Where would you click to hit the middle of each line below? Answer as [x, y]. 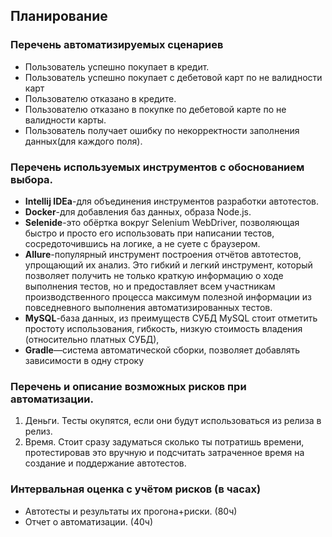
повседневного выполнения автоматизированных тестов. [148, 307]
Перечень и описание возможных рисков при [128, 386]
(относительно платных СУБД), [92, 339]
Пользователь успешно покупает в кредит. [117, 66]
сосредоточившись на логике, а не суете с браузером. [142, 243]
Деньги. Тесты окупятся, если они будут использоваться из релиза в [173, 421]
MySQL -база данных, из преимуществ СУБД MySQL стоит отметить [171, 318]
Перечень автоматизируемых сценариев [117, 45]
